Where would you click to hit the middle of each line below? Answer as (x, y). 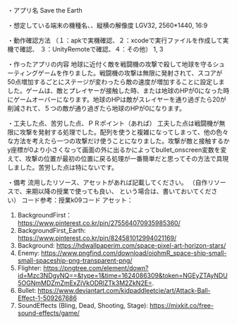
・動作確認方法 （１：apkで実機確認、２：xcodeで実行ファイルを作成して (115, 40)
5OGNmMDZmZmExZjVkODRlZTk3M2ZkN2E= (85, 283)
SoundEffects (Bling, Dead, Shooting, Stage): (83, 305)
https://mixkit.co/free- (181, 305)
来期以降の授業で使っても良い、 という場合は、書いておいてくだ (119, 191)
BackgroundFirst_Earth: (51, 230)
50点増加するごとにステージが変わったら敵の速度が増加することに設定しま (116, 82)
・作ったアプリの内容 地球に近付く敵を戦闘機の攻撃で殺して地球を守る (110, 64)
